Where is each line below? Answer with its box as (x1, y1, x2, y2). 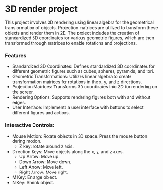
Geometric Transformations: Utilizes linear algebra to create (12, 74, 132, 80)
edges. (12, 100, 26, 105)
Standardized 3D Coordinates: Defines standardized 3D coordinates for (12, 63, 155, 69)
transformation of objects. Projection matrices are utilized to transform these (5, 24, 158, 30)
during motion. (12, 138, 42, 144)
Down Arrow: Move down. (19, 159, 72, 165)
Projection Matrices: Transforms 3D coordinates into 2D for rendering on (12, 84, 158, 90)
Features (5, 52, 27, 59)
